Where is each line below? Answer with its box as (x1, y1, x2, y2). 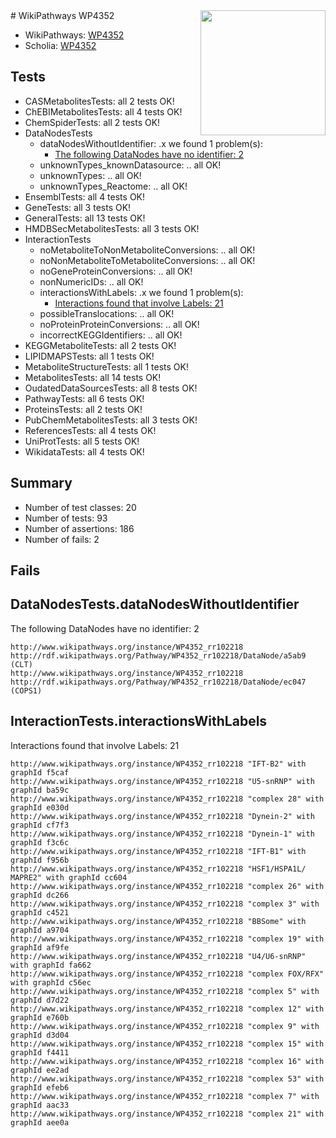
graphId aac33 (10, 1100, 70, 1110)
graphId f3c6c (10, 837, 70, 848)
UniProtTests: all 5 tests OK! (24, 435, 140, 447)
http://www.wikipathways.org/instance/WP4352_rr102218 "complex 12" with (10, 1004, 325, 1014)
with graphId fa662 (10, 960, 92, 970)
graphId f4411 (10, 1047, 70, 1058)
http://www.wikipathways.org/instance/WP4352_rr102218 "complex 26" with (10, 881, 325, 891)
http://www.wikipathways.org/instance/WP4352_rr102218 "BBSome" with (10, 916, 307, 926)
